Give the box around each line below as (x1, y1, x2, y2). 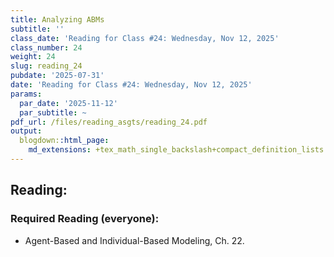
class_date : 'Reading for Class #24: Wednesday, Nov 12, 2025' (10, 33, 280, 43)
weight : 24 (10, 52, 56, 62)
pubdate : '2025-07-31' (10, 71, 105, 81)
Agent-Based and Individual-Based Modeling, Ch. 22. (24, 234, 245, 246)
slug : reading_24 (10, 61, 83, 71)
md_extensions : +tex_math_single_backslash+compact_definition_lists (28, 145, 325, 155)
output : (10, 126, 43, 136)
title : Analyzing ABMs (10, 14, 105, 25)
